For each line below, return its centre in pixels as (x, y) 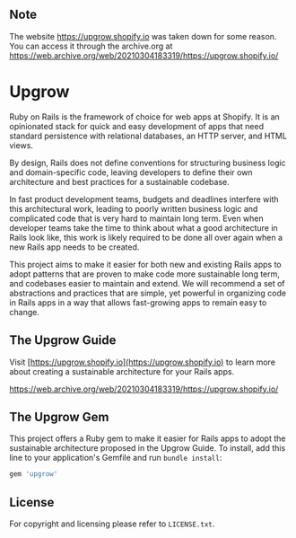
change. (25, 312)
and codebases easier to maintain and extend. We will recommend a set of (147, 283)
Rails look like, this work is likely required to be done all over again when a (146, 237)
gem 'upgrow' (34, 474)
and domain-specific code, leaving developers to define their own (131, 172)
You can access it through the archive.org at (91, 46)
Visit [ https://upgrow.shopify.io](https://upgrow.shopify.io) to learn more (143, 362)
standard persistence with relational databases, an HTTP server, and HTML (148, 136)
